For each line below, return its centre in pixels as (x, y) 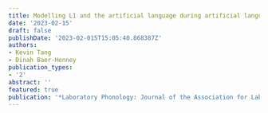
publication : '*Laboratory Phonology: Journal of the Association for (128, 97)
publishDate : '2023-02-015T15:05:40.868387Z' (85, 38)
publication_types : (41, 68)
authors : (23, 45)
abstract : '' (30, 82)
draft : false (30, 30)
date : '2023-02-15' (41, 23)
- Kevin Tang (30, 53)
